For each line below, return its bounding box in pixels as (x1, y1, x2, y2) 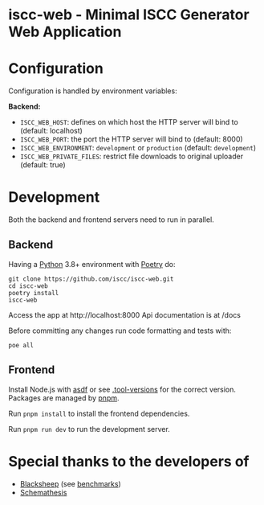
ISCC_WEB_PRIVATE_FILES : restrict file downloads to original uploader (19, 151, 243, 162)
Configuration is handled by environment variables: (8, 86, 178, 96)
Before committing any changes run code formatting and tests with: (8, 326, 232, 335)
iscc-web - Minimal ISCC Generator (8, 6, 250, 24)
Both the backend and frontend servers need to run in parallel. (8, 215, 214, 224)
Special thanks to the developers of (8, 452, 250, 470)
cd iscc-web (8, 281, 48, 290)
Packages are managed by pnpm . (8, 392, 120, 403)
